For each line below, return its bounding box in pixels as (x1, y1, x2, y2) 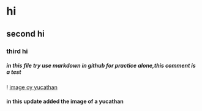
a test (6, 68, 21, 76)
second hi (6, 29, 45, 39)
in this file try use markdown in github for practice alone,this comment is (6, 62, 196, 70)
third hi (6, 47, 28, 56)
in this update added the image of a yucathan (6, 98, 124, 105)
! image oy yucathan (6, 84, 58, 91)
